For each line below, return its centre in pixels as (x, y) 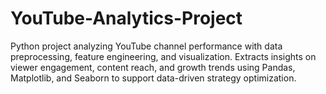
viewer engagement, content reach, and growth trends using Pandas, (153, 67)
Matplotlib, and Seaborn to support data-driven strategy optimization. (153, 78)
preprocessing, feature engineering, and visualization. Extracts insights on (163, 56)
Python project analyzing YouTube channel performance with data (146, 46)
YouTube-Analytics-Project (126, 18)
